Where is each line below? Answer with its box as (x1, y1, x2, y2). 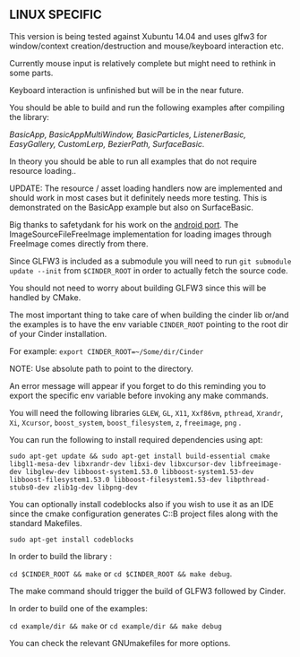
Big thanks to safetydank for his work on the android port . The (9, 219, 239, 229)
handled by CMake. (9, 291, 81, 303)
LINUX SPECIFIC (9, 7, 102, 22)
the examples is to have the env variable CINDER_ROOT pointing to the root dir (9, 318, 288, 330)
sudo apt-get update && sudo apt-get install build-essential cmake (9, 452, 270, 461)
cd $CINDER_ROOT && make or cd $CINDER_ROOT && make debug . (9, 568, 233, 579)
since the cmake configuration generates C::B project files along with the (9, 508, 279, 519)
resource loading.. (9, 165, 77, 176)
